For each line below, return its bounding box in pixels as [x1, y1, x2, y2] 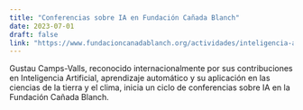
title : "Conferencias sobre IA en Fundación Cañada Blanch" [9, 13, 241, 23]
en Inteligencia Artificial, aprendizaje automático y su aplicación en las [9, 73, 271, 84]
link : [9, 38, 30, 48]
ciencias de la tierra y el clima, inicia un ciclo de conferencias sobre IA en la [9, 82, 290, 93]
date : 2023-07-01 [9, 22, 75, 31]
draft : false [9, 30, 59, 39]
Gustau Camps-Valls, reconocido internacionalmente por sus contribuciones [9, 63, 293, 74]
